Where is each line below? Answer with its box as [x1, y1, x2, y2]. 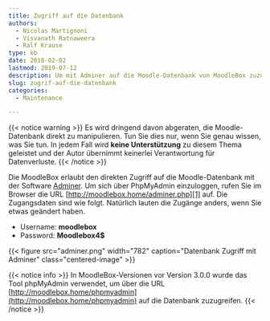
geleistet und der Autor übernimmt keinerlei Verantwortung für [8, 148, 215, 158]
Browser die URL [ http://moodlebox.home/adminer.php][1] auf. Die [8, 189, 228, 199]
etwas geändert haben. [8, 206, 86, 217]
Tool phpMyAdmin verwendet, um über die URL [8, 278, 166, 289]
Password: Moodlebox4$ [19, 230, 105, 241]
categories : [8, 86, 48, 95]
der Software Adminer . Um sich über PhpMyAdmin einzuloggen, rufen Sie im [8, 181, 262, 191]
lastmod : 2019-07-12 [8, 64, 78, 72]
